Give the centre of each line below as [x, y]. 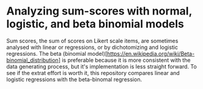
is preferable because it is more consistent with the [126, 60]
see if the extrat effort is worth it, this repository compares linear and [93, 73]
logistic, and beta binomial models [95, 24]
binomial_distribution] [34, 60]
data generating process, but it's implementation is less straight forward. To [102, 66]
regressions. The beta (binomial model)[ [57, 53]
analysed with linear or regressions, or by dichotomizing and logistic [92, 47]
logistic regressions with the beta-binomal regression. [74, 79]
